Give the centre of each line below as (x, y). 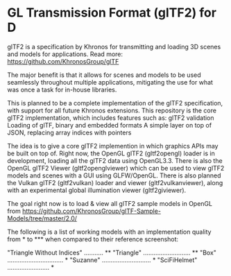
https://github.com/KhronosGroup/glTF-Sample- (92, 211)
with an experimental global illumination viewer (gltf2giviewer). (97, 190)
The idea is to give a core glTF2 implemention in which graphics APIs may (113, 146)
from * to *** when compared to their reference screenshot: (93, 239)
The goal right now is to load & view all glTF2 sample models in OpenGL (110, 203)
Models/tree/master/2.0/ (42, 218)
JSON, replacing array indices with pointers (69, 132)
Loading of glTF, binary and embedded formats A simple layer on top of (110, 125)
